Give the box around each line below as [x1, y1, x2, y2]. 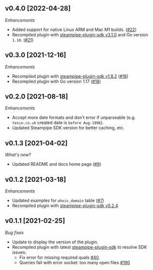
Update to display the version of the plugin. [12, 239, 98, 245]
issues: [12, 249, 27, 255]
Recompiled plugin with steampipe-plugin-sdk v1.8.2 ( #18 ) [12, 73, 129, 79]
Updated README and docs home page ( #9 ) [12, 161, 102, 167]
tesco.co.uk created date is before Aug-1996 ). [12, 120, 104, 126]
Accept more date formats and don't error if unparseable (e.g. [12, 114, 136, 121]
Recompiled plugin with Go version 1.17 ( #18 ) [12, 78, 101, 84]
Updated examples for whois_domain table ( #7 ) [12, 198, 105, 204]
